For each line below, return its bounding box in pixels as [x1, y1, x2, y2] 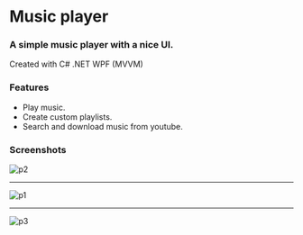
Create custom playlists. [22, 111, 113, 122]
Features [9, 81, 50, 94]
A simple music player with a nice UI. [9, 39, 174, 51]
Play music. [22, 102, 66, 113]
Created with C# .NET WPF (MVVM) [9, 59, 144, 69]
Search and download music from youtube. [22, 121, 183, 131]
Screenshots [9, 143, 67, 156]
